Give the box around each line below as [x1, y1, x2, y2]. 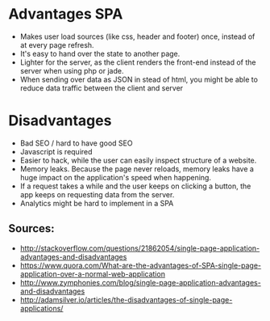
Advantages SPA [8, 5, 123, 23]
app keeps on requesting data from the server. [19, 189, 175, 199]
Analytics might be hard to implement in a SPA [19, 198, 174, 208]
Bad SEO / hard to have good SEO [19, 138, 133, 148]
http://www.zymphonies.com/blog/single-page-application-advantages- [19, 277, 262, 287]
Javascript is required [19, 146, 93, 156]
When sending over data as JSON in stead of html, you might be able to [19, 74, 258, 84]
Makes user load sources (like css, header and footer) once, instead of [19, 32, 255, 41]
